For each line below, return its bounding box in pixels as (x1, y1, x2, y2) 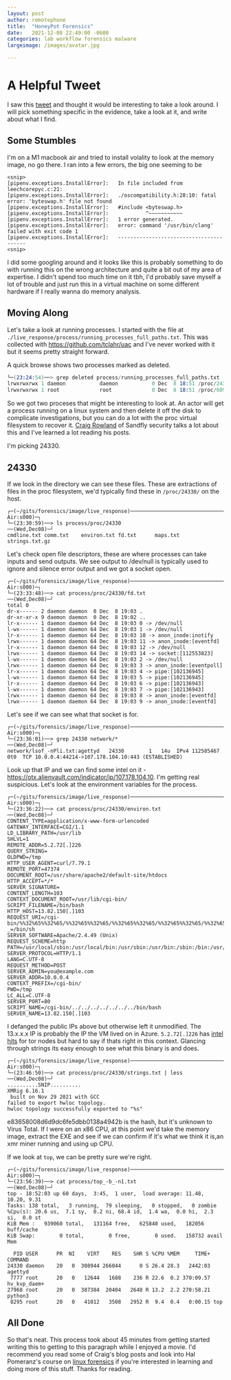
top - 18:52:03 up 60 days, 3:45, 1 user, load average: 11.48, (7, 1190, 205, 1197)
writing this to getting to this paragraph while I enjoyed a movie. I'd (7, 1342, 196, 1351)
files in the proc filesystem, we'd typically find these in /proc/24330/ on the (7, 488, 220, 495)
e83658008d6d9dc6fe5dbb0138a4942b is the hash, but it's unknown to (7, 1118, 213, 1126)
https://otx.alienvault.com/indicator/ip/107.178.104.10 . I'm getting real (7, 773, 199, 781)
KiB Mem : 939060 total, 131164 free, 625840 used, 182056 (7, 1220, 205, 1227)
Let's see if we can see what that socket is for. (7, 710, 139, 719)
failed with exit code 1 (7, 228, 78, 234)
